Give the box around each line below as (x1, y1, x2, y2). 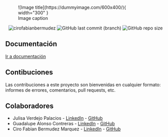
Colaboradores (5, 102, 54, 111)
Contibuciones (5, 68, 53, 77)
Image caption (18, 15, 48, 21)
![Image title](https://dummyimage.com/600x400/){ (18, 5, 126, 10)
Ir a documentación (5, 53, 46, 59)
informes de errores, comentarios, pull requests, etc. (5, 87, 116, 93)
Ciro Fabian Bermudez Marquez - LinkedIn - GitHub (12, 126, 121, 132)
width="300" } (18, 10, 49, 16)
